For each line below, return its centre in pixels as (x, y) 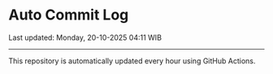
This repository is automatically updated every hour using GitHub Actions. (132, 61)
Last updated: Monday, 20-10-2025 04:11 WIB (85, 37)
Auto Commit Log (69, 15)
